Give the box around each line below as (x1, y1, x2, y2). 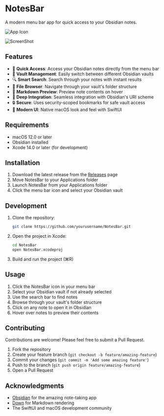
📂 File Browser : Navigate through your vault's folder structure (12, 83, 137, 89)
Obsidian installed (12, 139, 48, 145)
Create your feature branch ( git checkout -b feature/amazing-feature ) (12, 352, 157, 357)
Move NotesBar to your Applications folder (12, 177, 98, 183)
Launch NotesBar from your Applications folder (12, 182, 108, 188)
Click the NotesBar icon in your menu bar (12, 284, 95, 289)
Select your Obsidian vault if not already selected (12, 288, 112, 294)
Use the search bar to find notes (12, 294, 78, 300)
